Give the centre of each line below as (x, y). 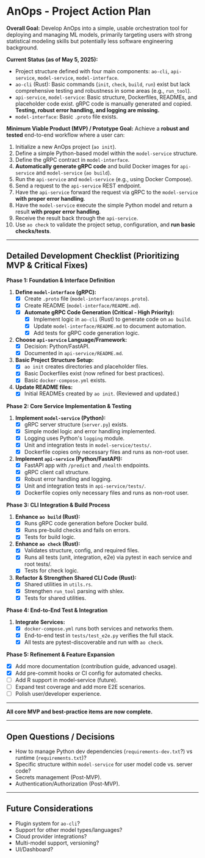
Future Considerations (50, 809)
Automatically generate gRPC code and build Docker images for (97, 166)
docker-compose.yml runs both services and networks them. (99, 628)
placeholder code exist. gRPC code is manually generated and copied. (103, 103)
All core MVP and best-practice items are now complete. (80, 712)
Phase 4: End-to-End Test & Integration (57, 610)
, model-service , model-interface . (77, 78)
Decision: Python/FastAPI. (57, 347)
